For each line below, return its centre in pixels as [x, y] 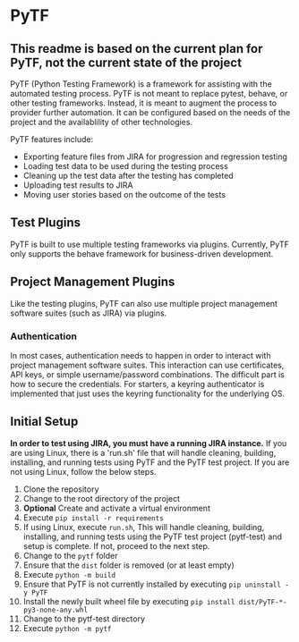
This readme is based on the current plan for [137, 49]
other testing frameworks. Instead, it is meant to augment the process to [143, 103]
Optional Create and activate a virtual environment [117, 508]
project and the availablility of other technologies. [102, 122]
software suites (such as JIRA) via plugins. [89, 313]
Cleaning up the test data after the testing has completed [128, 176]
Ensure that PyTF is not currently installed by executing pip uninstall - [156, 584]
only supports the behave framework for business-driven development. [142, 253]
